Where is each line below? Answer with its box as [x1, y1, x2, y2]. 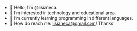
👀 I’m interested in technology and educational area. [9, 10, 116, 16]
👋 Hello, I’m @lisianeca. [9, 5, 58, 10]
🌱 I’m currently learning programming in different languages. [9, 15, 133, 21]
